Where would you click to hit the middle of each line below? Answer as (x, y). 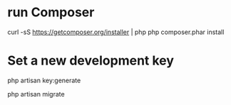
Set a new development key (91, 61)
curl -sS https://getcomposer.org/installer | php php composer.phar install (116, 32)
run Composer (51, 12)
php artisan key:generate (44, 80)
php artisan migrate (36, 94)
